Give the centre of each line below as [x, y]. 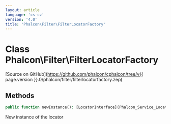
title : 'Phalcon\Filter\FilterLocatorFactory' [55, 24]
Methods [20, 95]
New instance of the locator [34, 117]
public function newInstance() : [39, 107]
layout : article [22, 10]
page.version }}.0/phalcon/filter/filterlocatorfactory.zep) [64, 80]
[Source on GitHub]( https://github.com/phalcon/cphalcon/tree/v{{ [74, 74]
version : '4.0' [21, 19]
